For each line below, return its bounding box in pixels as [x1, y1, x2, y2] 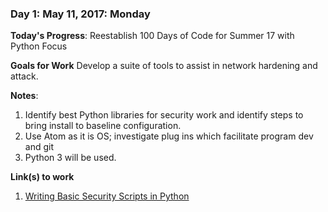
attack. [10, 70, 39, 82]
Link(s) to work [10, 171, 75, 183]
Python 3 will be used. [24, 152, 117, 164]
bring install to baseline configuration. [24, 120, 182, 132]
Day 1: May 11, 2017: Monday [10, 7, 151, 21]
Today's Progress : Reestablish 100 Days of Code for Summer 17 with [10, 30, 295, 42]
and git [24, 141, 54, 153]
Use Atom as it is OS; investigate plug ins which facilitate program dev [24, 130, 314, 142]
